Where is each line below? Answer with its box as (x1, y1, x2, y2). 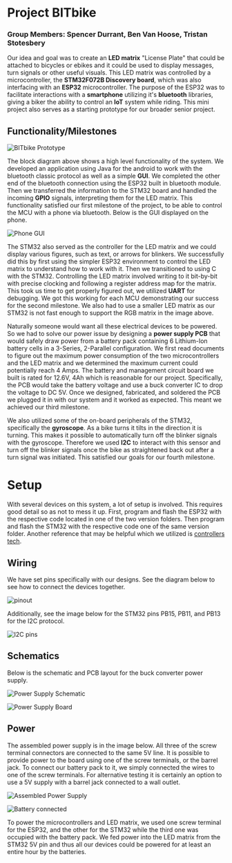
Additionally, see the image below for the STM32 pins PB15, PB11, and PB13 (7, 610, 221, 618)
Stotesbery (7, 38, 46, 48)
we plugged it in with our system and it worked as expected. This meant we (7, 396, 222, 404)
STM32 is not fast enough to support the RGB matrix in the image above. (7, 309, 214, 317)
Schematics (7, 650, 60, 662)
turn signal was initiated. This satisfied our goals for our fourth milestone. (7, 453, 215, 461)
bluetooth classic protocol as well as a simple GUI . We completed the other (7, 171, 221, 180)
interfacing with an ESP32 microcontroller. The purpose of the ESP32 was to (7, 83, 225, 91)
